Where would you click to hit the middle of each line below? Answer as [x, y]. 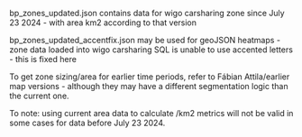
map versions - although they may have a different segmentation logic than [149, 86]
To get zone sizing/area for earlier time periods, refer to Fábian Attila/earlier [150, 77]
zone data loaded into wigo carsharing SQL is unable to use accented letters [151, 50]
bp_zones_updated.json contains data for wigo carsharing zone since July [147, 13]
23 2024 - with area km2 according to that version [103, 23]
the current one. [39, 96]
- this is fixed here [43, 59]
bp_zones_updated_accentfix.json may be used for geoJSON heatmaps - [145, 40]
